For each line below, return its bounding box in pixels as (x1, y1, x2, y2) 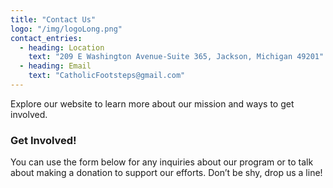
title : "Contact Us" (10, 14, 97, 25)
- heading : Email (19, 61, 92, 71)
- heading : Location (19, 42, 105, 53)
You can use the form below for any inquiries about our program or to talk (10, 156, 314, 168)
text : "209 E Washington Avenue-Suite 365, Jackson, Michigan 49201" (28, 52, 325, 62)
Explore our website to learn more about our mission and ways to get (10, 97, 295, 110)
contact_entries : (10, 33, 83, 43)
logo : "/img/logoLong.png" (10, 24, 123, 34)
